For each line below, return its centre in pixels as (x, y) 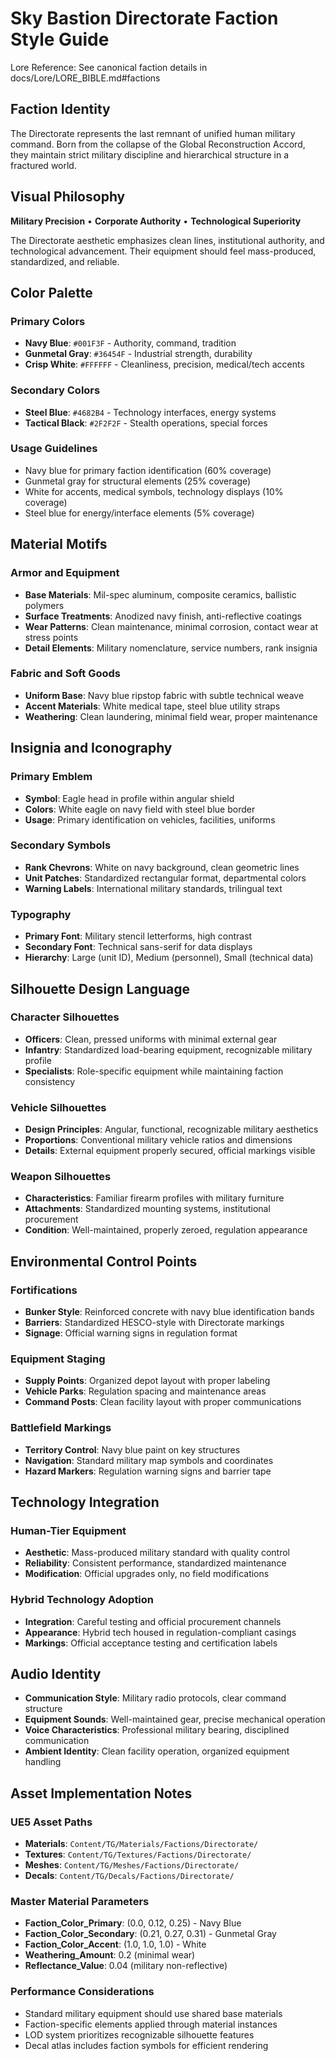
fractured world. (43, 165)
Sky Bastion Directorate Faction (144, 18)
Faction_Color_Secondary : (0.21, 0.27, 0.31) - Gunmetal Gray (150, 1934)
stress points (51, 637)
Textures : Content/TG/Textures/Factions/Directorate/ (138, 1854)
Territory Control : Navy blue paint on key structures (132, 1449)
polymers (44, 605)
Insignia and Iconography (91, 748)
